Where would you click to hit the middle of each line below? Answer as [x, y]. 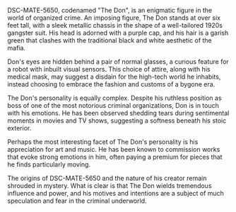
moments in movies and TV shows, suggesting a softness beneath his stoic [117, 121]
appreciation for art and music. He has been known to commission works [114, 149]
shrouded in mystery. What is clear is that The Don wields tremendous [110, 186]
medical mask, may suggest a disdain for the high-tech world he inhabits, [114, 77]
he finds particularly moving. [49, 164]
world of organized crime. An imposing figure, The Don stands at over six [114, 18]
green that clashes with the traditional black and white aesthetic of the [110, 40]
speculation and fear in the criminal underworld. [77, 201]
